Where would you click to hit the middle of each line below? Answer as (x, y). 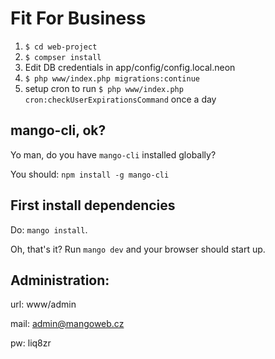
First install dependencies (93, 205)
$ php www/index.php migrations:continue (112, 78)
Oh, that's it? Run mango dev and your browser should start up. (138, 249)
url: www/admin (43, 304)
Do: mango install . (49, 229)
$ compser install (63, 57)
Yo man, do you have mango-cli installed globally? (113, 154)
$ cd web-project (61, 47)
